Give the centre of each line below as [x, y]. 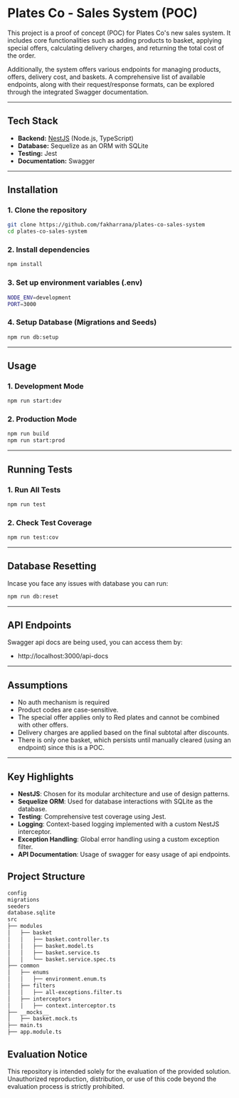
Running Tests [40, 469]
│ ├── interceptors [39, 999]
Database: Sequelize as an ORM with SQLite [83, 146]
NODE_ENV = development [39, 297]
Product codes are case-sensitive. [68, 710]
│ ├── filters [31, 986]
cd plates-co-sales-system [47, 232]
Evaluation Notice [47, 1054]
